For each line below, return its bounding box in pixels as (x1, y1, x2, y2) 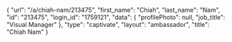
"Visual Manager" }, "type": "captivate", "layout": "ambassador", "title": (6, 21, 210, 28)
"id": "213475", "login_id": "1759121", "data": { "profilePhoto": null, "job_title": (6, 13, 226, 21)
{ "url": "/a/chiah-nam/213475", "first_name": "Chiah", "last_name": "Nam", (6, 6, 220, 14)
